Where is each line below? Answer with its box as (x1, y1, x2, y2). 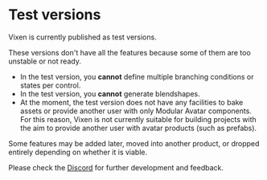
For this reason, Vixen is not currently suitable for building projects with (19, 114, 257, 124)
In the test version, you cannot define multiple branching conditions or (19, 72, 255, 81)
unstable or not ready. (8, 56, 82, 66)
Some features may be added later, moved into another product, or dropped (8, 138, 260, 148)
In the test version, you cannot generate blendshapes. (19, 88, 200, 98)
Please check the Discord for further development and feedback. (8, 162, 224, 172)
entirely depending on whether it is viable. (8, 147, 148, 157)
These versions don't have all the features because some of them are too (8, 47, 251, 57)
